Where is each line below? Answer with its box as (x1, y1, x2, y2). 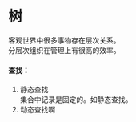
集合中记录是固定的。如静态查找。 (19, 95, 133, 104)
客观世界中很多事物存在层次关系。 (8, 35, 121, 45)
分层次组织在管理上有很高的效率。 (8, 45, 121, 55)
